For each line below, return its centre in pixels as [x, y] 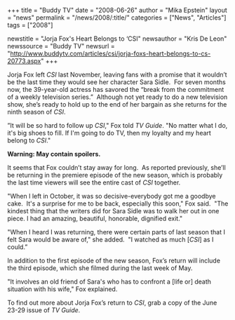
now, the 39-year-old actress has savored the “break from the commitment [116, 89]
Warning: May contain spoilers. [54, 154]
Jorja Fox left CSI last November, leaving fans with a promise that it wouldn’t [117, 74]
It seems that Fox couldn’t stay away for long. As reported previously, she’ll [116, 167]
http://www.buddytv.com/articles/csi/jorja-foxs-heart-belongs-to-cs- [110, 53]
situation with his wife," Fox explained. [62, 289]
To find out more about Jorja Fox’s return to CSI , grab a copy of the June [112, 302]
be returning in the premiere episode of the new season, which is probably [115, 175]
